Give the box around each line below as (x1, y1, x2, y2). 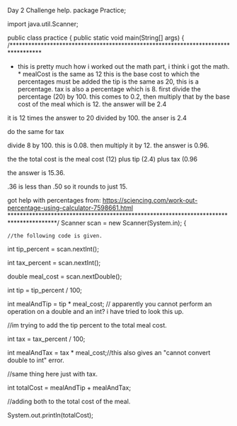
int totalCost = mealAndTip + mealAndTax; (7, 383, 132, 392)
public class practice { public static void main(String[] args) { (7, 33, 185, 42)
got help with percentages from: (7, 196, 101, 204)
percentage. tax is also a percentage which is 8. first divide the (17, 85, 202, 93)
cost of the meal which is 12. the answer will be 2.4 (17, 100, 167, 108)
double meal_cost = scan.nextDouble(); (7, 272, 122, 281)
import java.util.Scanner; (7, 20, 79, 28)
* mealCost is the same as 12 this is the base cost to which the (17, 70, 200, 78)
